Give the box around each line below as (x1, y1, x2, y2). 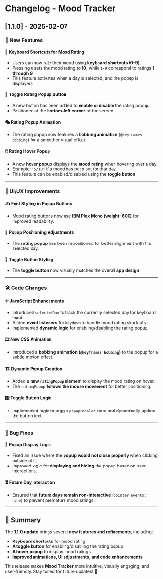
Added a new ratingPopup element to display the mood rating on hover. (12, 378, 155, 384)
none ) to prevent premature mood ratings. (12, 497, 95, 503)
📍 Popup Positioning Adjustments (5, 229, 74, 235)
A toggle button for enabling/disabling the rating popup (12, 543, 124, 549)
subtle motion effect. (12, 354, 54, 360)
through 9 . (12, 70, 34, 76)
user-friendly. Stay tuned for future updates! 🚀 (5, 568, 98, 574)
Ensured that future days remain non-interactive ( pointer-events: (12, 492, 147, 498)
